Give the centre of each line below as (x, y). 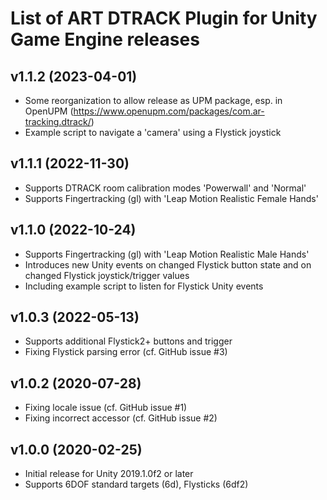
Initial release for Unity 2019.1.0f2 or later (109, 474)
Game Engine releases (105, 39)
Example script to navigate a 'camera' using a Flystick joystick (153, 132)
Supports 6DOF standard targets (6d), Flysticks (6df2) (136, 484)
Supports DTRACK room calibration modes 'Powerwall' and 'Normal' (165, 188)
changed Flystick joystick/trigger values (107, 275)
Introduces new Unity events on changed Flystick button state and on (168, 264)
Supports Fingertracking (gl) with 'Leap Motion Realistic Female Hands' (171, 198)
